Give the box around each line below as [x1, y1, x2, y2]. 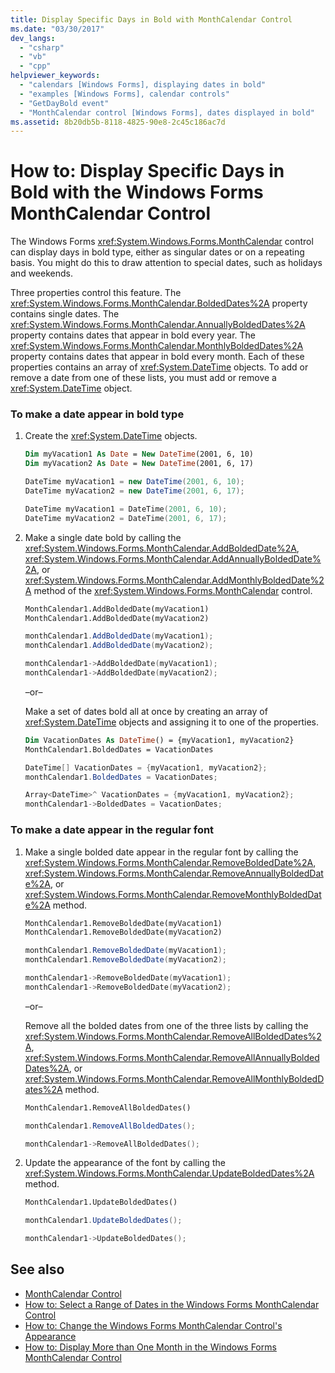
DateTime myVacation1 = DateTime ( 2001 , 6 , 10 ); [24, 504, 228, 514]
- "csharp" [19, 42, 65, 53]
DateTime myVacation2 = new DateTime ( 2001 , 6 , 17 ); [24, 486, 245, 496]
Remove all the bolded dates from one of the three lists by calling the [24, 1019, 309, 1031]
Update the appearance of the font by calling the [24, 1157, 226, 1169]
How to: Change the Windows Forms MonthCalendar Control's [24, 1319, 283, 1331]
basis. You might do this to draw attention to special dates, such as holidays [10, 257, 323, 269]
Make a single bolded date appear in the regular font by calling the [24, 846, 299, 858]
